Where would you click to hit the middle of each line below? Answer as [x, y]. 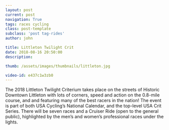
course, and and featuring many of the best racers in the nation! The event [83, 101]
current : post [20, 15]
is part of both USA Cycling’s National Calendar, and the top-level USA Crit [83, 106]
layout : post [19, 10]
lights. [12, 122]
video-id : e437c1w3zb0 [29, 75]
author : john [19, 39]
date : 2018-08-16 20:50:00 [34, 52]
